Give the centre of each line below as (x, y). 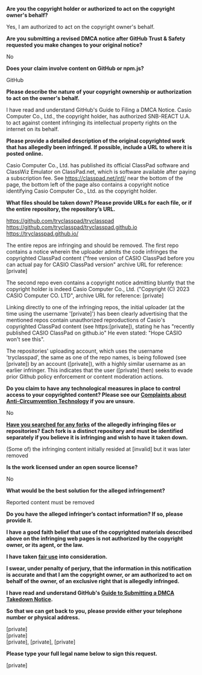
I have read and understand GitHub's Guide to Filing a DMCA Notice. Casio (99, 110)
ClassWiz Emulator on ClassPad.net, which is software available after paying (101, 172)
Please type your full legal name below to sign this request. (82, 654)
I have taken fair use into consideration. (57, 557)
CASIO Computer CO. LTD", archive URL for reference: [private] (85, 296)
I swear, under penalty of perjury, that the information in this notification (99, 568)
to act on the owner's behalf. (43, 98)
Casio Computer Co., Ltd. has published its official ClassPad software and (98, 165)
